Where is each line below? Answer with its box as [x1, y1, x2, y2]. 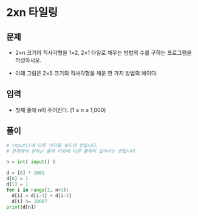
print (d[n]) [6, 204, 36, 210]
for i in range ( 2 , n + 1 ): [6, 187, 69, 193]
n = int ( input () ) [6, 159, 56, 165]
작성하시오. [15, 57, 42, 64]
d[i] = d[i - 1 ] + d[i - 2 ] [12, 192, 72, 198]
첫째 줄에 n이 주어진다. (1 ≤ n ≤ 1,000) [15, 106, 106, 113]
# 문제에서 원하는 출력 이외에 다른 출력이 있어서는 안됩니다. [6, 148, 138, 154]
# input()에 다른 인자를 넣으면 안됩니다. [6, 142, 99, 148]
